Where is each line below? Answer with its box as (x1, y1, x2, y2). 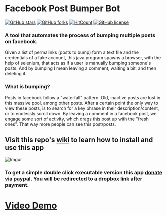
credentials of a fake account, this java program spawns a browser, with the (5, 55, 161, 61)
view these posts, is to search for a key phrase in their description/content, (5, 105, 159, 111)
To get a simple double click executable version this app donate (5, 169, 163, 176)
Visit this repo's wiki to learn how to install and (5, 135, 153, 144)
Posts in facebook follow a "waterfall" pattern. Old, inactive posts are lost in (5, 94, 161, 100)
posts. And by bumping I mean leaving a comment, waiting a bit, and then (5, 65, 156, 71)
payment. (5, 182, 29, 189)
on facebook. (5, 38, 38, 45)
